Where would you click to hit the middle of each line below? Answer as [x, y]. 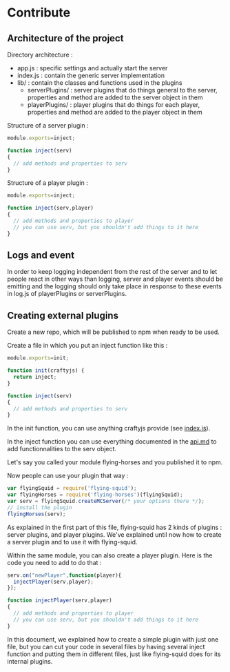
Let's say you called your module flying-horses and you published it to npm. [115, 462]
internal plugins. [30, 661]
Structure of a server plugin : [48, 125]
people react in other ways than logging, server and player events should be [115, 279]
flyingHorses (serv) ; [37, 514]
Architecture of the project [65, 38]
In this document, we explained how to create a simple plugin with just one [113, 639]
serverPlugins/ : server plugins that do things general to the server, [123, 90]
